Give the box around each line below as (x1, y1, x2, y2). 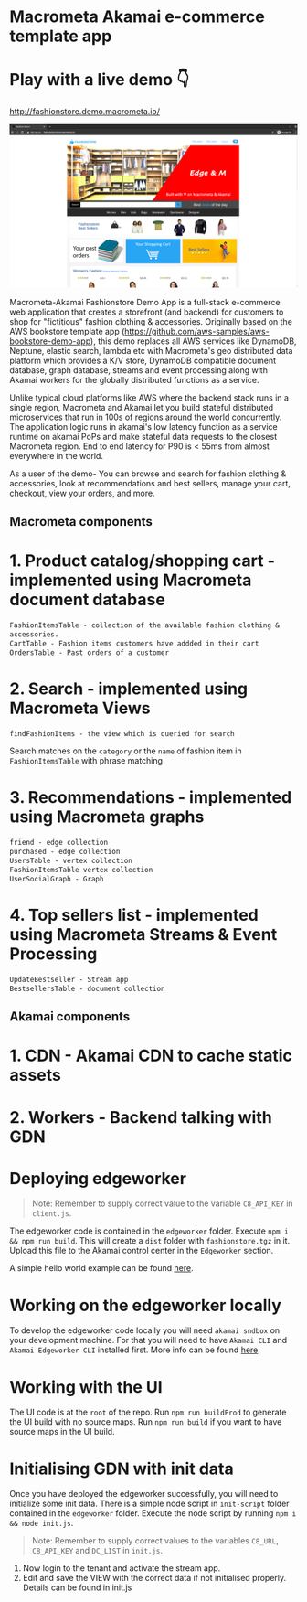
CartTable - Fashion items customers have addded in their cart (9, 638, 259, 648)
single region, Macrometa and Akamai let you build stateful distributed (9, 401, 274, 412)
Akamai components (9, 1009, 131, 1025)
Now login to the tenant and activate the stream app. (22, 1563, 221, 1574)
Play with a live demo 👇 (9, 69, 190, 91)
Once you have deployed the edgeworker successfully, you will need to (9, 1489, 279, 1500)
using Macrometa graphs (9, 806, 205, 828)
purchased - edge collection (9, 847, 121, 856)
